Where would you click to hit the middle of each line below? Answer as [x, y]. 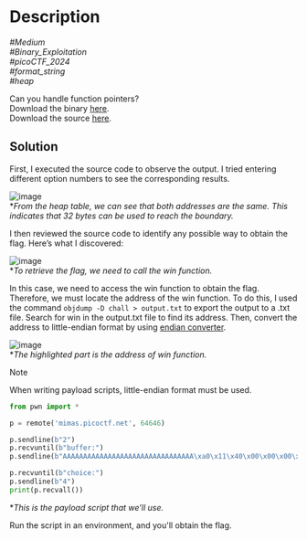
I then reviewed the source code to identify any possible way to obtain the [148, 233]
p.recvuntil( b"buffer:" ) [57, 448]
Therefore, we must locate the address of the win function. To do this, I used [153, 298]
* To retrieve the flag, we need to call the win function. [111, 270]
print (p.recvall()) [47, 490]
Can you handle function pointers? [74, 99]
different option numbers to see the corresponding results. [120, 178]
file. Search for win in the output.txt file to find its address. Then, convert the [153, 317]
